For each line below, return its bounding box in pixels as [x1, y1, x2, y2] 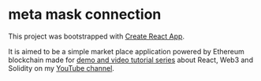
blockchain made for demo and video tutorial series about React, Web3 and [8, 55, 254, 64]
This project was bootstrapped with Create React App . [8, 31, 185, 41]
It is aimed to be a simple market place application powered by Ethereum [8, 46, 244, 56]
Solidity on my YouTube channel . [8, 63, 114, 72]
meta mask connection [8, 6, 162, 24]
